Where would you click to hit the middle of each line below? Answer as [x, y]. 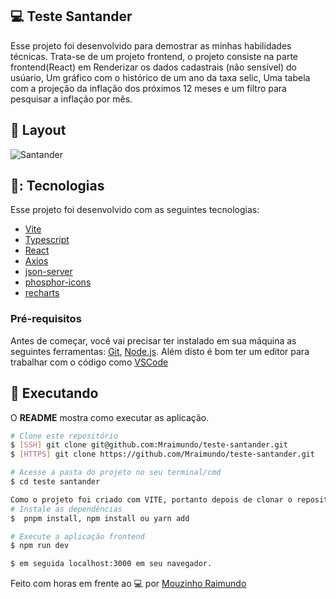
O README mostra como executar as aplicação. [110, 417]
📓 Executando [54, 393]
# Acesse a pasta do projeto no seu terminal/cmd [116, 473]
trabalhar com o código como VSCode [89, 362]
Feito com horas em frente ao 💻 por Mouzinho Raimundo [128, 584]
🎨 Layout [38, 130]
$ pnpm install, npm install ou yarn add [100, 518]
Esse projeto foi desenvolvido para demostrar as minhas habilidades [151, 45]
